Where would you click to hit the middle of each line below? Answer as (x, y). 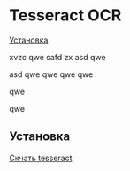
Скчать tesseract (41, 158)
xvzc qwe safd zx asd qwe (57, 57)
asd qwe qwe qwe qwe (51, 74)
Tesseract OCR (65, 16)
